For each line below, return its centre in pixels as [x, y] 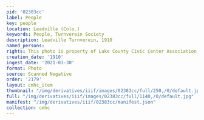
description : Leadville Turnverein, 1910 [59, 40]
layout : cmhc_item [29, 85]
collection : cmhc [28, 108]
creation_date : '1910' [35, 57]
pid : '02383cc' [25, 12]
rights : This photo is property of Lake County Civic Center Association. [103, 52]
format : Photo [24, 68]
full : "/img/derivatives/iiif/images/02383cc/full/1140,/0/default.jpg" [100, 96]
